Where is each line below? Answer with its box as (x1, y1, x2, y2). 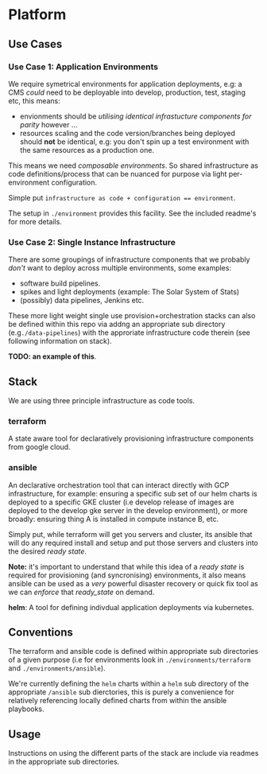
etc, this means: (8, 95, 61, 105)
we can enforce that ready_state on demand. (8, 587, 155, 597)
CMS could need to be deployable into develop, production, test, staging (8, 88, 246, 97)
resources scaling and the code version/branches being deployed (19, 128, 236, 138)
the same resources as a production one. (19, 145, 155, 154)
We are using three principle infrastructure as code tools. (8, 395, 195, 405)
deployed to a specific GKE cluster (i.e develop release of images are (8, 497, 234, 507)
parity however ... (19, 119, 78, 129)
